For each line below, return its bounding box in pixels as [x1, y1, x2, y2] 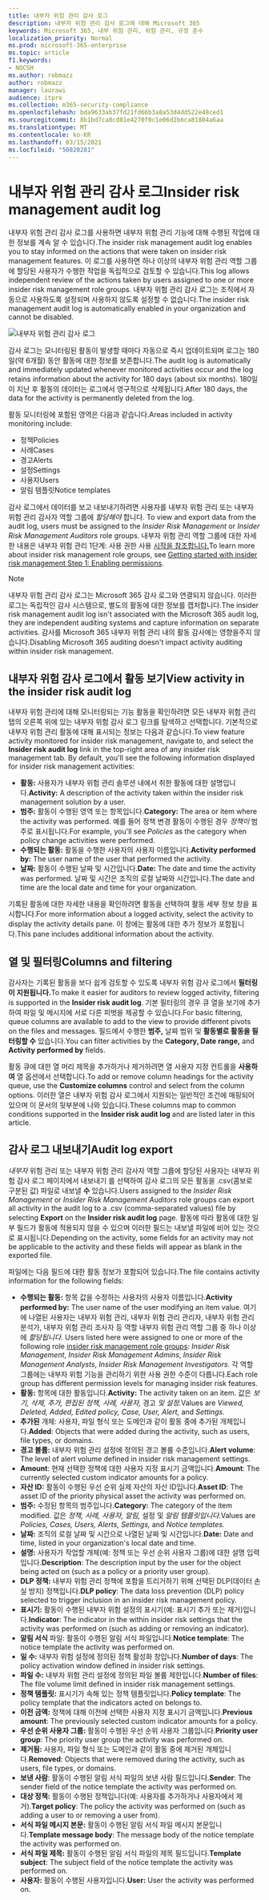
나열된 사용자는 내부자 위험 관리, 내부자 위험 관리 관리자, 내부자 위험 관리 [28, 1312, 255, 1322]
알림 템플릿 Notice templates [19, 485, 110, 495]
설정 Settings [19, 465, 61, 475]
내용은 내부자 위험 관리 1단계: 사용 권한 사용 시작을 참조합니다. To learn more [16, 541, 255, 551]
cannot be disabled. [8, 312, 74, 322]
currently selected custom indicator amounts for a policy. [19, 1472, 209, 1482]
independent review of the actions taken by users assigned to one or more [8, 275, 255, 285]
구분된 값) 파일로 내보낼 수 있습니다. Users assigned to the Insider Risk [8, 1186, 232, 1195]
